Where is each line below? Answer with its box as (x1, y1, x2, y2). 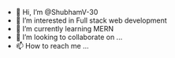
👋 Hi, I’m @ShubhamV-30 (15, 8, 99, 16)
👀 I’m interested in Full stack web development (15, 16, 167, 25)
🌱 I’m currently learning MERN (15, 24, 114, 33)
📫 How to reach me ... (15, 42, 89, 50)
